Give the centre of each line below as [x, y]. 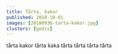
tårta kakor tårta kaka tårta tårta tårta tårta [59, 46]
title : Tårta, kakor [32, 12]
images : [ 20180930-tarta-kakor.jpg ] [52, 23]
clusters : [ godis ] [29, 28]
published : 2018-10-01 [35, 17]
